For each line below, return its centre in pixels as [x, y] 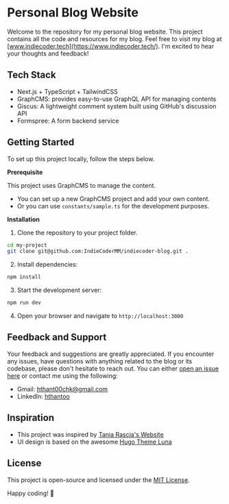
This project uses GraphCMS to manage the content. [82, 185]
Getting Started [41, 142]
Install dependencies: [47, 265]
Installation [23, 219]
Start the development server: [59, 290]
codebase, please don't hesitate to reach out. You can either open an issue [113, 368]
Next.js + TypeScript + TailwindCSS [68, 91]
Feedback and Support [57, 337]
